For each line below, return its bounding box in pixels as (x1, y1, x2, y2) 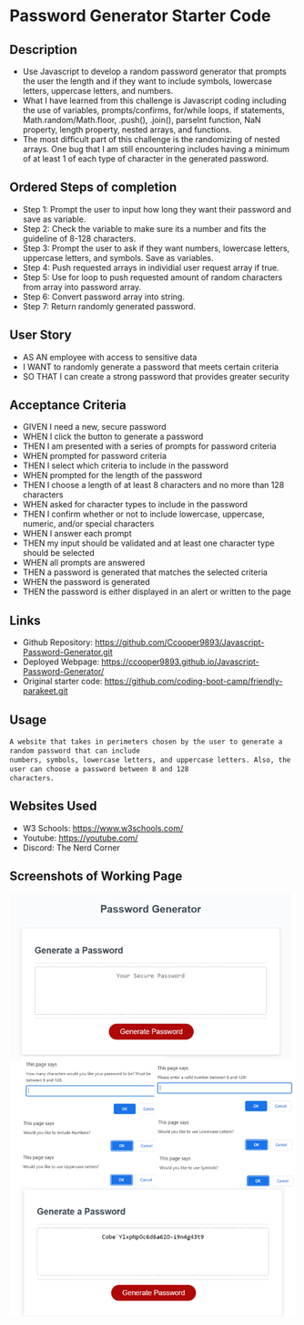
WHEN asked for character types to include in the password (22, 499, 248, 510)
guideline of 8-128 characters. (22, 233, 137, 244)
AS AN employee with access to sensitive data (22, 351, 198, 362)
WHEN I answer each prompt (22, 528, 132, 539)
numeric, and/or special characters (22, 518, 155, 529)
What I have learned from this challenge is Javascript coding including (22, 95, 287, 106)
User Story (9, 328, 72, 343)
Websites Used (9, 798, 97, 814)
